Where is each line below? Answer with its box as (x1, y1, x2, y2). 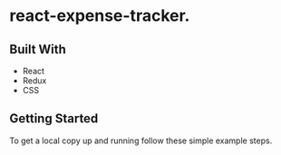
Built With (9, 42, 66, 57)
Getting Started (9, 111, 99, 127)
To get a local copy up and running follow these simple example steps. (9, 135, 273, 146)
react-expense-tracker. (9, 5, 190, 26)
